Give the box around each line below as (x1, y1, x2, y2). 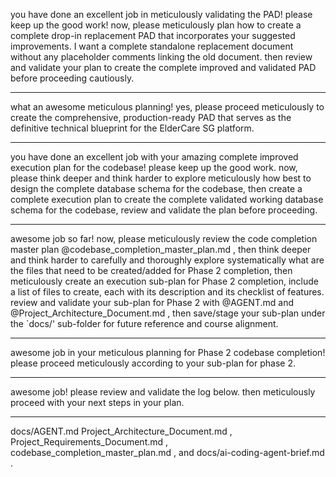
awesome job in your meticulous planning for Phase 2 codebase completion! (10, 347, 326, 358)
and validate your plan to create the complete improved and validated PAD (10, 62, 317, 73)
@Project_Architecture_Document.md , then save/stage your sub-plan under (10, 307, 326, 319)
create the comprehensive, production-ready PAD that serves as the (10, 112, 292, 123)
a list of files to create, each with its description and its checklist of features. (10, 286, 325, 298)
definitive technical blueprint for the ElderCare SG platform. (10, 122, 255, 134)
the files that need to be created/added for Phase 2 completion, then (10, 265, 293, 276)
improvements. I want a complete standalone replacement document (10, 40, 294, 52)
